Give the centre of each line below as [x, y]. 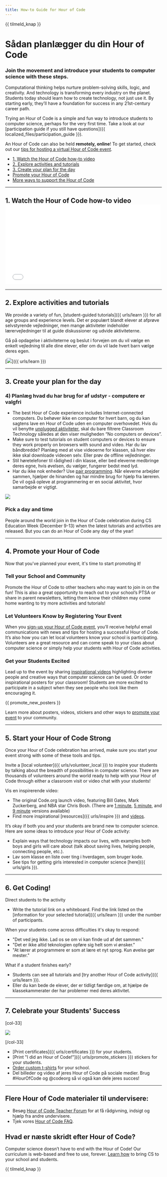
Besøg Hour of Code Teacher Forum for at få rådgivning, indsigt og [81, 1111]
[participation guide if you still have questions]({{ [55, 129]
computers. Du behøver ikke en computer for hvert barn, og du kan [81, 418]
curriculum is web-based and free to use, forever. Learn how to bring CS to [82, 1154]
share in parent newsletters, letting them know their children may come [78, 597]
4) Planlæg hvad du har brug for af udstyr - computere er [75, 396]
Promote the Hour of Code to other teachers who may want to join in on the [82, 587]
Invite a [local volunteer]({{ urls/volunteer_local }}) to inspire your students [81, 765]
